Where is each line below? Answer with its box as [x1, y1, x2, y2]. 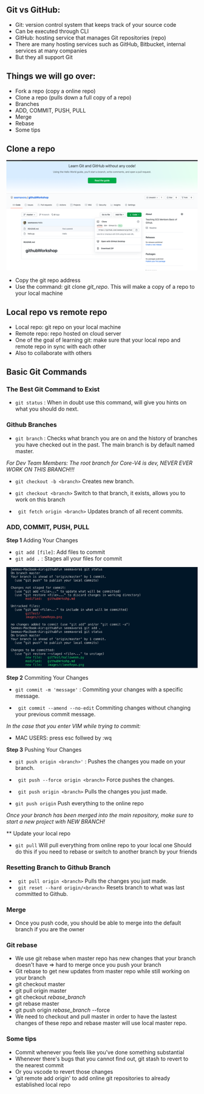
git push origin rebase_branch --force [15, 1006, 110, 1014]
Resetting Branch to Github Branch [6, 863, 111, 872]
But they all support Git [15, 53, 73, 60]
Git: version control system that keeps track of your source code [15, 21, 177, 28]
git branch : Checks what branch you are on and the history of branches [15, 434, 198, 442]
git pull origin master [15, 987, 67, 995]
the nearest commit [15, 1061, 64, 1068]
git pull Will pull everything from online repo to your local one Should [15, 842, 192, 849]
